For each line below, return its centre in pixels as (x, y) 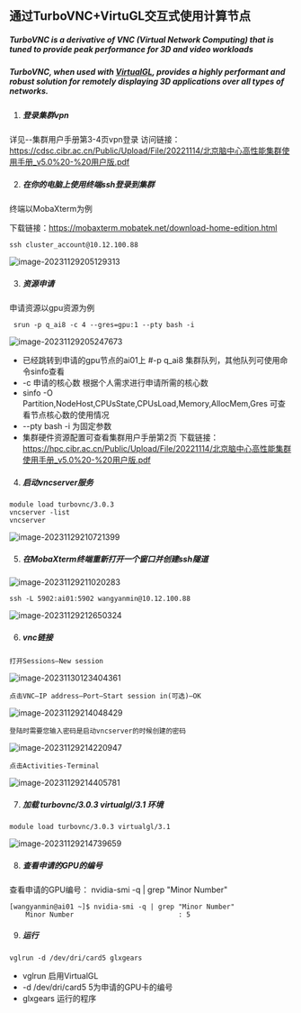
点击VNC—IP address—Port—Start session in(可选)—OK (106, 696)
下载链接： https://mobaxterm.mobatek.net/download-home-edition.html (143, 228)
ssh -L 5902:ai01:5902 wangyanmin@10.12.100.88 (100, 598)
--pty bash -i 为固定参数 (67, 426)
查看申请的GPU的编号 (62, 865)
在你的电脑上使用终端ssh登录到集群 (89, 184)
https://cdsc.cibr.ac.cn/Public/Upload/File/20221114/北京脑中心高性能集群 (146, 151)
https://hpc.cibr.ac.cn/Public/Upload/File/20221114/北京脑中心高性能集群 (157, 449)
